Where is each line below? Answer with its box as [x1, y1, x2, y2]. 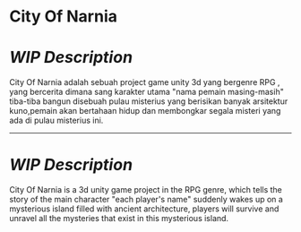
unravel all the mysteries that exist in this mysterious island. [9, 213, 229, 224]
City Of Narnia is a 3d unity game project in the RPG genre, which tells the [9, 185, 282, 195]
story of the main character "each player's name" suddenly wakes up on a [9, 194, 284, 205]
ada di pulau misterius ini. [9, 115, 104, 126]
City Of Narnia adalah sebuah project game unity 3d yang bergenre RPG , [9, 77, 280, 88]
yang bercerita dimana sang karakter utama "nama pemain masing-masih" [9, 87, 284, 98]
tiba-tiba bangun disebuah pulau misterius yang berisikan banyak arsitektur [9, 96, 288, 107]
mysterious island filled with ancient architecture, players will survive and [9, 203, 279, 214]
